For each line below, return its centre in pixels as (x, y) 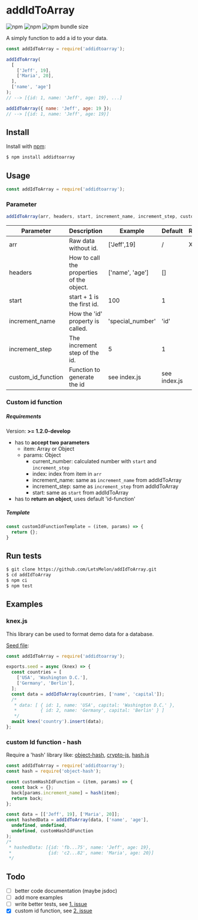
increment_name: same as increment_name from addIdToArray (107, 480)
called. (78, 329)
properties (83, 273)
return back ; (27, 798)
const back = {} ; (33, 787)
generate (81, 377)
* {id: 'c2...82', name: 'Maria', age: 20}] (81, 853)
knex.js (17, 621)
